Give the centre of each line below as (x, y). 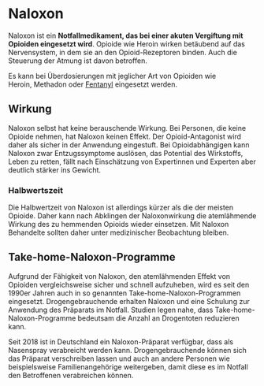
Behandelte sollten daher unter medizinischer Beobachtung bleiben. (119, 232)
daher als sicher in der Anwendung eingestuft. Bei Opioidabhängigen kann (129, 145)
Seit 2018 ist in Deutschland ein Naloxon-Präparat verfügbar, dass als (121, 341)
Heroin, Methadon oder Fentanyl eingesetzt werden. (93, 84)
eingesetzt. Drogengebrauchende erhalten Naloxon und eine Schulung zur (129, 301)
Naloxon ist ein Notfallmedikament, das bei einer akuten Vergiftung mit (126, 35)
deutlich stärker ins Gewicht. (54, 169)
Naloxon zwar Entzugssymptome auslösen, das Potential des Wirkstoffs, (126, 153)
